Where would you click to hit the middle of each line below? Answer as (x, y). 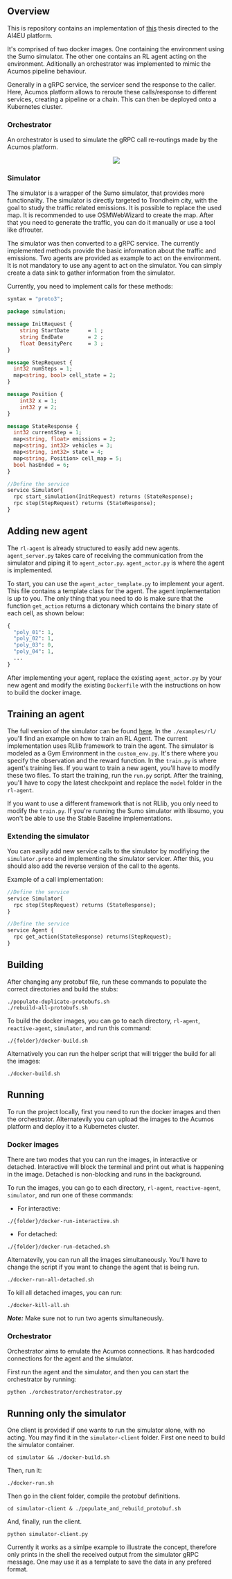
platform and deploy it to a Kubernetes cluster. (73, 1126)
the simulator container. (41, 1444)
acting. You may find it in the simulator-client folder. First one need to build (116, 1437)
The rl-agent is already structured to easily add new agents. (93, 548)
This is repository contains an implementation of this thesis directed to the (113, 28)
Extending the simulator (48, 836)
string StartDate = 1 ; (62, 331)
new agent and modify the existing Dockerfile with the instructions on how (114, 685)
